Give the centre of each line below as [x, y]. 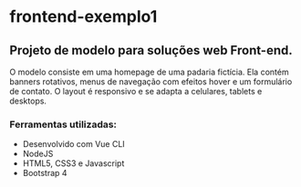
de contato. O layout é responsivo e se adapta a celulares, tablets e [136, 91]
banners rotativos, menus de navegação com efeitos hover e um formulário [151, 82]
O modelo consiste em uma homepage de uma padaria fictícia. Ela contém [149, 72]
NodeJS [38, 154]
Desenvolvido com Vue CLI [73, 144]
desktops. [28, 101]
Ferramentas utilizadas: [63, 124]
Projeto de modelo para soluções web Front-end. [151, 50]
